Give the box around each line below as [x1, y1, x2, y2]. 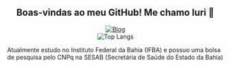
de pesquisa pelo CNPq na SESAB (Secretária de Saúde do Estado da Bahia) [7, 53, 224, 61]
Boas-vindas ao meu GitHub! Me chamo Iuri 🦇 [16, 7, 215, 19]
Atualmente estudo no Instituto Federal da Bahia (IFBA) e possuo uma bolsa [7, 45, 221, 54]
